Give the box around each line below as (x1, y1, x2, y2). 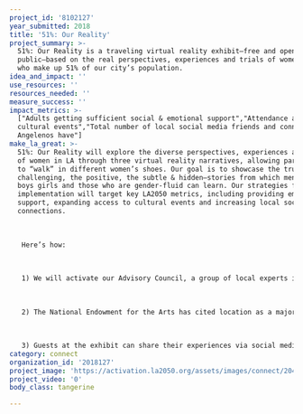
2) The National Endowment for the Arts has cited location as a (21, 307, 272, 316)
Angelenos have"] (17, 131, 83, 140)
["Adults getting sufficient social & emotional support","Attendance (17, 114, 289, 123)
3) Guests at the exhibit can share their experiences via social (21, 341, 277, 350)
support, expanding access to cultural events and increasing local (17, 198, 280, 208)
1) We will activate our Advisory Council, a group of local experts (21, 274, 289, 283)
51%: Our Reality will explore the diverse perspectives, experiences (17, 147, 289, 156)
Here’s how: (21, 240, 67, 249)
